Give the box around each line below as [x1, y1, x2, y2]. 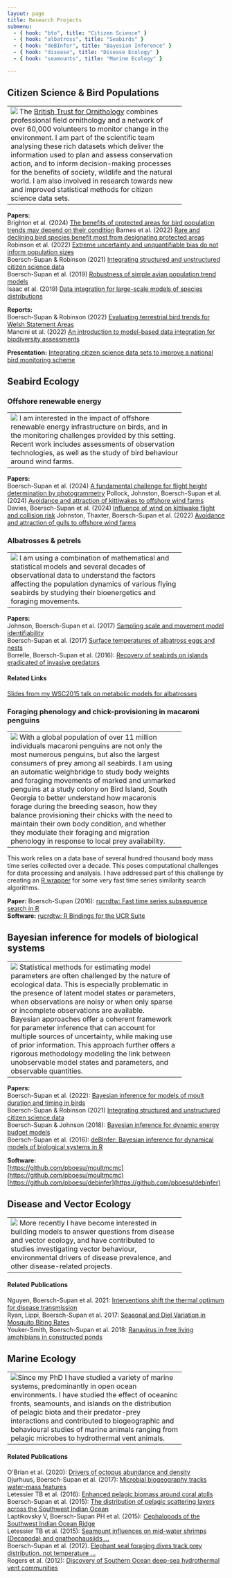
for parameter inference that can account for [10, 1022, 156, 1032]
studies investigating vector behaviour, [10, 1244, 137, 1254]
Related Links [7, 674, 47, 682]
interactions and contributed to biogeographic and [10, 1416, 175, 1426]
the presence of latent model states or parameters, [10, 988, 176, 998]
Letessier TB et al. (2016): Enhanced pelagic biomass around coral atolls [7, 1490, 213, 1498]
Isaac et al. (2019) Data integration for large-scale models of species [7, 285, 203, 293]
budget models [7, 1128, 51, 1136]
